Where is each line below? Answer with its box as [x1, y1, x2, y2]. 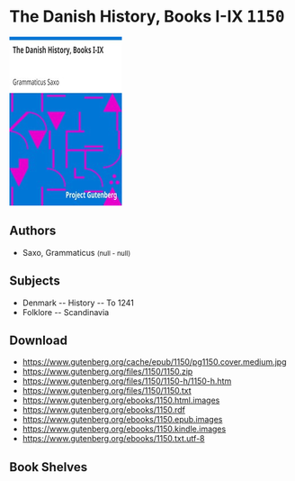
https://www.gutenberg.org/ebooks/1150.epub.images [22, 414, 223, 425]
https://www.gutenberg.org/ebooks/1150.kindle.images [22, 423, 227, 434]
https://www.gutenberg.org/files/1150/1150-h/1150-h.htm [22, 376, 232, 386]
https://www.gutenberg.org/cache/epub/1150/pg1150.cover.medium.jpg [22, 357, 287, 368]
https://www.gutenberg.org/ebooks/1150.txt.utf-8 [22, 433, 205, 444]
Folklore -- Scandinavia [22, 306, 110, 317]
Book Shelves [9, 459, 88, 475]
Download [9, 332, 67, 348]
